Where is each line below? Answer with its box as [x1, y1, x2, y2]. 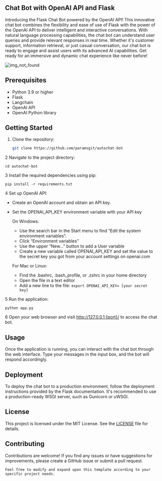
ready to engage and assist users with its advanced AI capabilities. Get [5, 47, 147, 53]
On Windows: [12, 218, 39, 224]
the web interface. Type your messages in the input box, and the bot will [5, 351, 149, 357]
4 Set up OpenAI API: [5, 190, 48, 196]
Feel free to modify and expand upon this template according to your [5, 467, 151, 472]
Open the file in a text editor [19, 278, 75, 283]
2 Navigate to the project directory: [5, 155, 75, 160]
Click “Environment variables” [19, 238, 79, 244]
